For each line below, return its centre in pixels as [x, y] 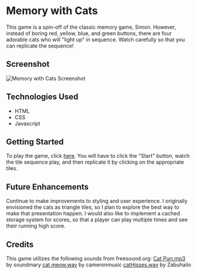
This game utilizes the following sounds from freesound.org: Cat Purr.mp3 [96, 258]
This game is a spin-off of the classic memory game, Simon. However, [91, 27]
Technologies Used [42, 97]
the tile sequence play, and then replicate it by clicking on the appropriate [95, 162]
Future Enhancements [48, 187]
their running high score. [36, 226]
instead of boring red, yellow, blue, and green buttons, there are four [89, 33]
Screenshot [28, 64]
